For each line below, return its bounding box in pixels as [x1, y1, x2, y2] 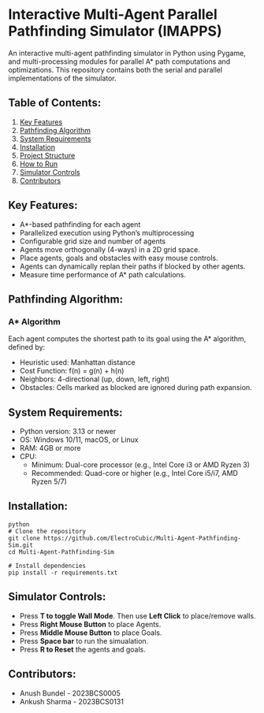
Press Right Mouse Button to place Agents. [19, 619, 162, 629]
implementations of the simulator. [8, 73, 117, 83]
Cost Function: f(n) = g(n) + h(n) [19, 366, 125, 376]
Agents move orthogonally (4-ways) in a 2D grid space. [19, 244, 201, 254]
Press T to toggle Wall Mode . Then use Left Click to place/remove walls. [19, 611, 256, 620]
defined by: [8, 343, 46, 352]
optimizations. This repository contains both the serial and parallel [8, 65, 223, 74]
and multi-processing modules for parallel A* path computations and [8, 57, 231, 66]
